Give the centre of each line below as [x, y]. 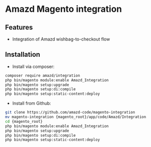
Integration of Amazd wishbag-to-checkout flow [61, 39]
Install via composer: [33, 66]
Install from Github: [31, 103]
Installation [23, 55]
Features [19, 27]
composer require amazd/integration [43, 75]
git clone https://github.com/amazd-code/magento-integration [70, 112]
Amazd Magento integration [63, 9]
